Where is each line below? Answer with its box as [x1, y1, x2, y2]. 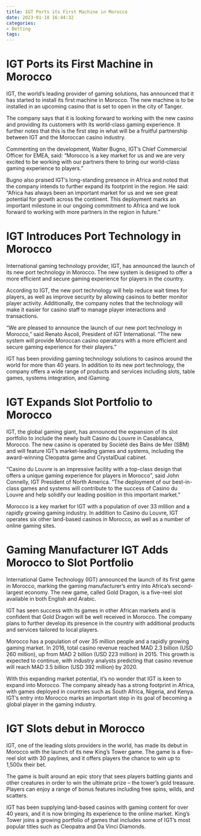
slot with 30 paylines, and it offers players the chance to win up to [17, 755, 181, 762]
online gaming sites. [6, 522, 56, 529]
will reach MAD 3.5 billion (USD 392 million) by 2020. [6, 663, 138, 670]
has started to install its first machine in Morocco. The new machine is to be [6, 97, 194, 104]
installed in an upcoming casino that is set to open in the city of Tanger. [6, 103, 184, 110]
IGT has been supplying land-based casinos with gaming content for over [6, 803, 188, 811]
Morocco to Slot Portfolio [6, 556, 134, 570]
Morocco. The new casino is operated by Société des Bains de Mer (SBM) [6, 441, 190, 448]
